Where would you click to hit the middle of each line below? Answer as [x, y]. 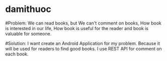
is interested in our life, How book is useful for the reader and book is [77, 28]
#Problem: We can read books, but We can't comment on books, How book [83, 23]
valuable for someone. [28, 33]
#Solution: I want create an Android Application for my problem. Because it [82, 43]
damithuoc [28, 9]
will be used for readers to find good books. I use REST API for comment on [83, 48]
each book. [17, 54]
